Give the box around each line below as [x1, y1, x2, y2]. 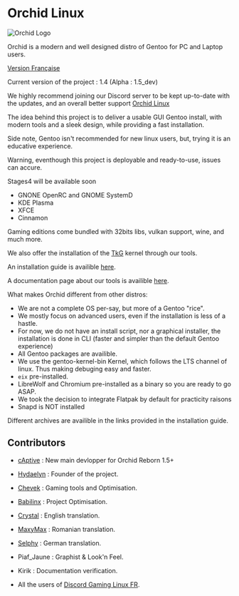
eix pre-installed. [17, 372, 69, 381]
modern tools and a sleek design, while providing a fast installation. [7, 120, 205, 129]
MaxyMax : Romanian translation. [17, 525, 116, 533]
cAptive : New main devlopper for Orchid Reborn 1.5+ [17, 456, 174, 464]
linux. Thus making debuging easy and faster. [17, 364, 152, 373]
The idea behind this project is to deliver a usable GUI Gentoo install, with [7, 113, 223, 121]
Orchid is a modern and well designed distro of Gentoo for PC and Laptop [7, 42, 223, 51]
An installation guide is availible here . [7, 262, 116, 271]
